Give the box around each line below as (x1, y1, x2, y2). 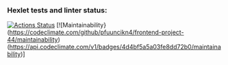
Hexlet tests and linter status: (7, 5, 107, 15)
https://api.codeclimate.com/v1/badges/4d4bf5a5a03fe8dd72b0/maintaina (9, 43, 221, 51)
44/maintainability (7, 36, 58, 44)
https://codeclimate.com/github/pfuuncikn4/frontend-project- (9, 28, 184, 36)
